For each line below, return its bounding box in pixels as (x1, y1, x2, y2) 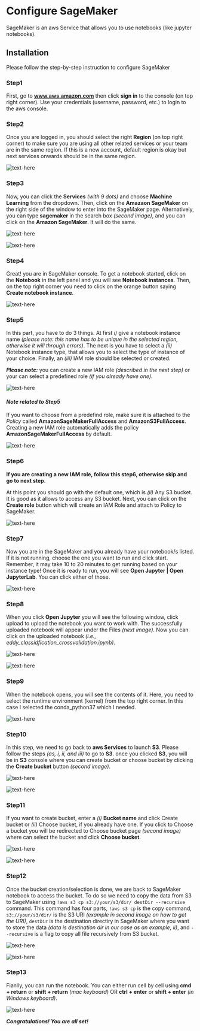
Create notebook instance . (6, 289, 74, 296)
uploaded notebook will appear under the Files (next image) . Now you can (6, 626, 189, 633)
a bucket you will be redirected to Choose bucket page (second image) (6, 827, 181, 835)
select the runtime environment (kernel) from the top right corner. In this (6, 697, 183, 705)
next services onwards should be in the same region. (6, 153, 137, 160)
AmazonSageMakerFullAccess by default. (6, 430, 112, 438)
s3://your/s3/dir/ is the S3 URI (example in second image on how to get (6, 911, 187, 918)
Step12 (6, 872, 27, 880)
